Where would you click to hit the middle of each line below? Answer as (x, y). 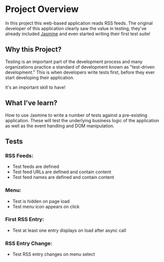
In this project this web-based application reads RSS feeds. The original (79, 23)
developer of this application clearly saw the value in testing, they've (76, 28)
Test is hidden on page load (41, 201)
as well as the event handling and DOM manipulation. (60, 126)
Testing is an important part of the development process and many (74, 62)
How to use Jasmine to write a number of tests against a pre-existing (76, 115)
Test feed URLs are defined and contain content (62, 172)
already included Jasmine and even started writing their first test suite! (78, 34)
